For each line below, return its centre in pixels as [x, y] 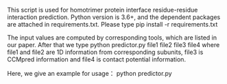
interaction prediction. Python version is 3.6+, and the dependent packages [114, 17]
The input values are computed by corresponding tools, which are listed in [112, 38]
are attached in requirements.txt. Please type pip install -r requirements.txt [112, 24]
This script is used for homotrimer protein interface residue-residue [103, 10]
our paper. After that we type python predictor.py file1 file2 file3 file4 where [113, 45]
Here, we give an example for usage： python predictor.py [90, 73]
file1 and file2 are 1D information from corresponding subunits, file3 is [105, 52]
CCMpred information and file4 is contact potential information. [97, 59]
